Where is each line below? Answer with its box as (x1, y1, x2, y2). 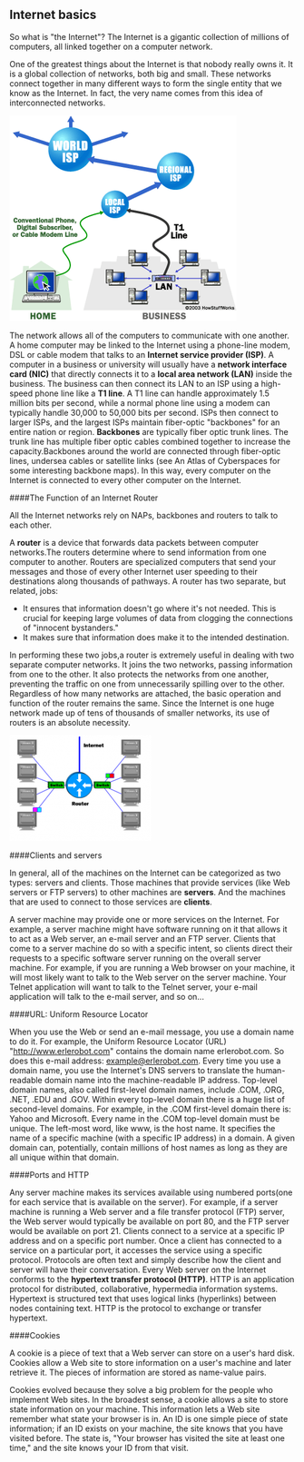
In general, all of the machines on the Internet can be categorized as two (9, 867, 281, 878)
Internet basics (9, 7, 97, 23)
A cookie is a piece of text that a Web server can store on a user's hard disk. (9, 1348, 295, 1358)
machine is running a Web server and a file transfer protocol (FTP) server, (9, 1206, 285, 1217)
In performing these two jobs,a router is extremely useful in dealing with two (9, 649, 295, 660)
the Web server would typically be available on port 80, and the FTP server (9, 1216, 290, 1227)
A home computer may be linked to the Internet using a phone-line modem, (9, 340, 290, 351)
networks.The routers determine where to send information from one (9, 547, 267, 558)
